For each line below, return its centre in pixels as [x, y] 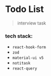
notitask [21, 63]
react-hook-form [29, 47]
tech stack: [19, 36]
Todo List [25, 9]
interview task [31, 23]
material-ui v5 [28, 58]
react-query [25, 68]
